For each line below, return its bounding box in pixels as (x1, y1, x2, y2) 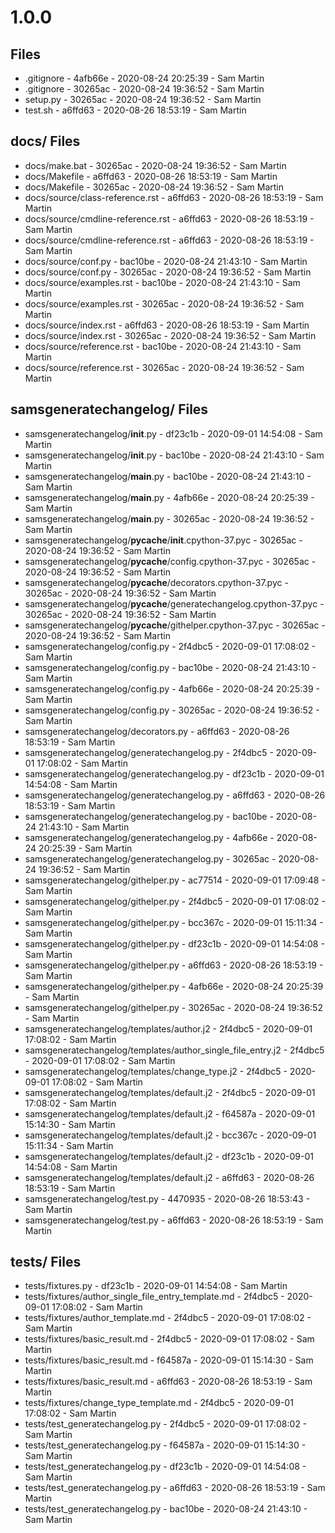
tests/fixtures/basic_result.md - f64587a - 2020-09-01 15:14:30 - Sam (24, 1354, 314, 1366)
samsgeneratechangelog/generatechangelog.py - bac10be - (24, 810, 274, 822)
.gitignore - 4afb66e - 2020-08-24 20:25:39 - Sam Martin (24, 72, 265, 84)
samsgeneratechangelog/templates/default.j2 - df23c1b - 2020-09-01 (24, 1150, 314, 1162)
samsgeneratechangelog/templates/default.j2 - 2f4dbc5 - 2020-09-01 (24, 1086, 316, 1098)
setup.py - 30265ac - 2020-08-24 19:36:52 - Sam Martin (24, 94, 262, 105)
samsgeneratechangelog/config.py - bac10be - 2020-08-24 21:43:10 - (24, 661, 317, 673)
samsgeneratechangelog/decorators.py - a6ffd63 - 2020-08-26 (24, 725, 290, 737)
